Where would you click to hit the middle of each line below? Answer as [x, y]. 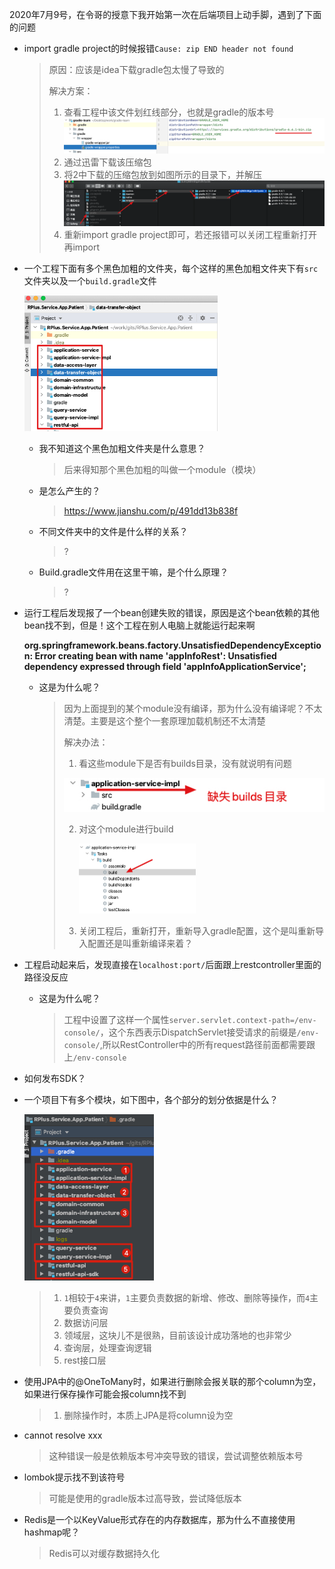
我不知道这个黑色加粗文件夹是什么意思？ [122, 448]
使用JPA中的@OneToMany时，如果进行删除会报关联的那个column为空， [172, 1382]
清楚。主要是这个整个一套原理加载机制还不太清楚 [164, 720]
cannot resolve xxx [63, 1435]
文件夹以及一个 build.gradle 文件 [90, 280]
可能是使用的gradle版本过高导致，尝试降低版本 [145, 1499]
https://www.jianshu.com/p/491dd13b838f [151, 510]
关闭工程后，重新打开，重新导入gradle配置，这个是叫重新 [197, 931]
